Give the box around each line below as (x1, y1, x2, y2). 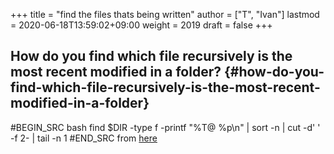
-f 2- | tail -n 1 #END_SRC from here (10, 132, 158, 144)
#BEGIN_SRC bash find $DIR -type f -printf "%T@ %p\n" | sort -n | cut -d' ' (10, 121, 321, 133)
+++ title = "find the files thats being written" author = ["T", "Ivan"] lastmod (10, 9, 320, 20)
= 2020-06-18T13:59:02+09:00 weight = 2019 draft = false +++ (10, 19, 273, 31)
